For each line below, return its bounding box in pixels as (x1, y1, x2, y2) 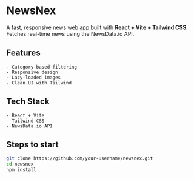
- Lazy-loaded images (6, 74, 61, 81)
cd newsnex (6, 161, 34, 167)
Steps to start (6, 139, 59, 149)
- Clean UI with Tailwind (6, 79, 72, 86)
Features (6, 48, 41, 58)
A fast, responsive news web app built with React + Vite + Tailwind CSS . (6, 24, 188, 31)
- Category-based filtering (6, 64, 78, 70)
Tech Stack (6, 96, 50, 107)
